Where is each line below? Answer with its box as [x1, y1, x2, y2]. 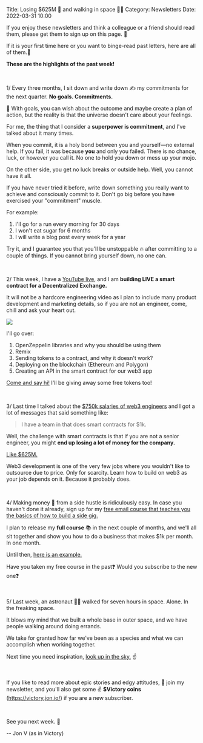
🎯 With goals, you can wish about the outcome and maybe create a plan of [6, 105, 193, 112]
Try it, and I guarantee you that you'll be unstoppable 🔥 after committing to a [6, 245, 197, 252]
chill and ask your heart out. [6, 307, 76, 314]
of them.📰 [6, 49, 32, 56]
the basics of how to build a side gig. [6, 512, 98, 519]
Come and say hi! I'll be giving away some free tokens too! [6, 379, 153, 386]
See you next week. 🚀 [6, 718, 61, 725]
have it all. [6, 172, 32, 179]
